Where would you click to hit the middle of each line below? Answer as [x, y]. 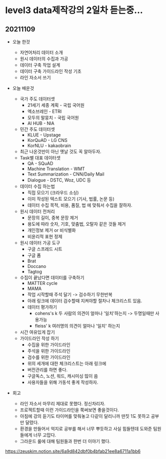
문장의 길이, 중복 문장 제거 [53, 218]
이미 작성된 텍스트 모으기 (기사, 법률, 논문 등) [71, 199]
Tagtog [35, 272]
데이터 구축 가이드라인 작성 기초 [50, 71]
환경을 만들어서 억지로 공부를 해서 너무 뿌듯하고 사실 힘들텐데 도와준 [86, 429]
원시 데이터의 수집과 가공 [44, 59]
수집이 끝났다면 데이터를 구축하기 [52, 277]
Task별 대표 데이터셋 [40, 158]
